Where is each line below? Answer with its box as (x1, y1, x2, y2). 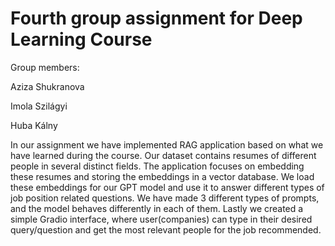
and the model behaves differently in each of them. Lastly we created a (10, 202, 304, 214)
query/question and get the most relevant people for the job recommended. (10, 223, 322, 236)
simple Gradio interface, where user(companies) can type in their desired (10, 213, 313, 225)
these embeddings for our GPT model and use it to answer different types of (10, 181, 325, 193)
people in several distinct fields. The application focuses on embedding (10, 160, 305, 172)
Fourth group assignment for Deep (10, 7, 303, 30)
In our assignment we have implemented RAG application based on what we (10, 138, 324, 151)
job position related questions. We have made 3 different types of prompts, (10, 192, 320, 204)
